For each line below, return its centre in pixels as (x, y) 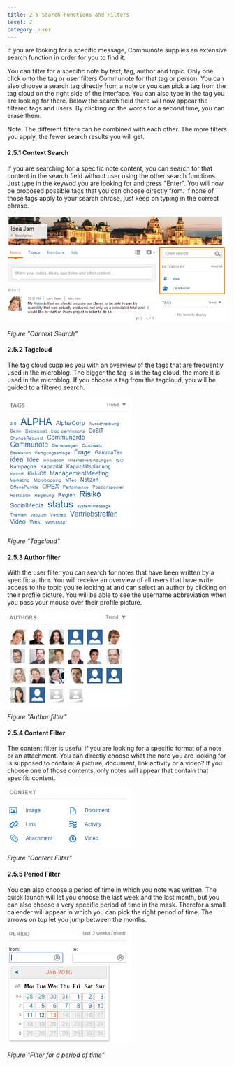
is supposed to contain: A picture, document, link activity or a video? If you (115, 763)
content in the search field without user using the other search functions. (112, 175)
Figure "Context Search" (43, 333)
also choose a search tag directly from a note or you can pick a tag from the (117, 86)
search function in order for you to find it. (66, 58)
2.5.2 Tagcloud (30, 350)
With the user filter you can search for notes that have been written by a (111, 572)
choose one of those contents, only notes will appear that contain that (108, 771)
